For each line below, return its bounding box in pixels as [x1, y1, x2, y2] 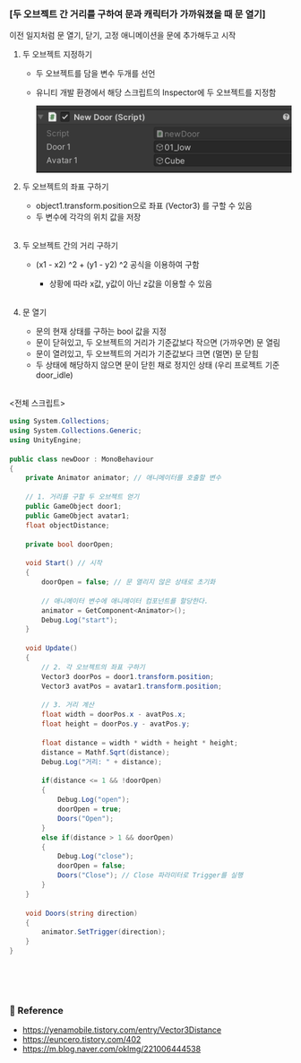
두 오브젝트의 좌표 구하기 [21, 181, 109, 192]
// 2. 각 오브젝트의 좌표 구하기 [41, 662, 146, 672]
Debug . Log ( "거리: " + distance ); [41, 757, 163, 766]
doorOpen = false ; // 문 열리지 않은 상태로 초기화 [41, 578, 216, 587]
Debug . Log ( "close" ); [56, 852, 134, 861]
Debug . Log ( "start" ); [41, 615, 118, 624]
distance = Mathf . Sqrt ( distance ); [41, 747, 170, 757]
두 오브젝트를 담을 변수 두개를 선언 [35, 68, 156, 79]
